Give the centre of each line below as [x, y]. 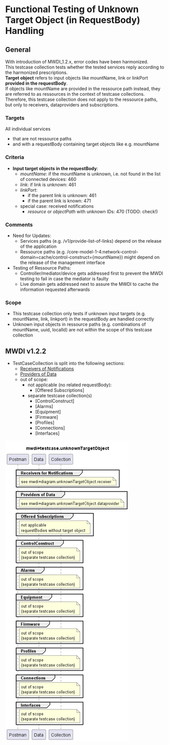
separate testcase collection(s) [60, 396]
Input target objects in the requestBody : [55, 168]
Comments [19, 225]
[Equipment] [48, 412]
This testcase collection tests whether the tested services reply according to [85, 67]
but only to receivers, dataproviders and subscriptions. [62, 105]
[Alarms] [44, 406]
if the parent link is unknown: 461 [62, 195]
